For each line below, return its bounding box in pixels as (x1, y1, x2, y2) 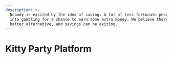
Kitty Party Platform (5, 43, 92, 54)
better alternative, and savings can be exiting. (10, 21, 118, 27)
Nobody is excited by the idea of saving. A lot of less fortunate (10, 12, 157, 17)
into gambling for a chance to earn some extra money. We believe (10, 17, 155, 22)
